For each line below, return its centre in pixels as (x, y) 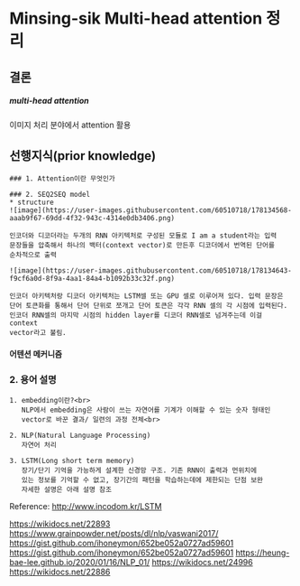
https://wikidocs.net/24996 (203, 563)
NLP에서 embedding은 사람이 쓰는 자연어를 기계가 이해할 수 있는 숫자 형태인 (146, 410)
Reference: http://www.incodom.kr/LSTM (86, 507)
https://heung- (263, 553)
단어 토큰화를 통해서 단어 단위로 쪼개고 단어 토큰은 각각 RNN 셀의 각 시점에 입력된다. (149, 306)
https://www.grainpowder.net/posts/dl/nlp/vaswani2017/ (114, 534)
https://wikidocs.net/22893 (60, 524)
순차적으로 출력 (33, 255)
